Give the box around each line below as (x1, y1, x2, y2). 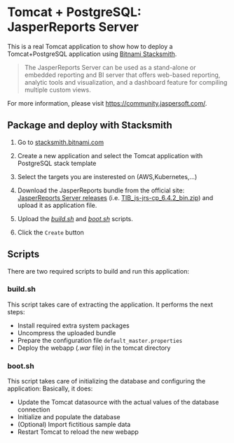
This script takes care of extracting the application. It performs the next (7, 300, 214, 309)
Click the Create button (17, 228, 84, 237)
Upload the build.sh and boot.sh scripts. (17, 214, 133, 223)
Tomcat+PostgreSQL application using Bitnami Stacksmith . (7, 50, 177, 58)
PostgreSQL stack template (17, 159, 97, 167)
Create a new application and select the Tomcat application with (17, 151, 203, 160)
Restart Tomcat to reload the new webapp (17, 428, 139, 436)
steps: (7, 307, 25, 316)
